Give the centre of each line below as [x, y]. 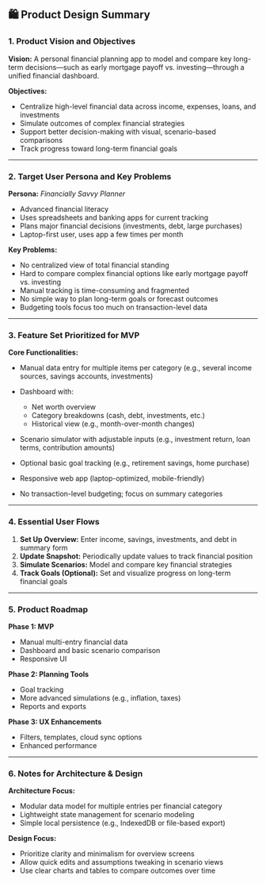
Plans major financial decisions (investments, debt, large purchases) [131, 225]
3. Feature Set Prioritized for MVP [74, 335]
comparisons [41, 140]
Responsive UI [43, 658]
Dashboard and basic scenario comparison [90, 650]
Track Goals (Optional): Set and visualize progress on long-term [125, 573]
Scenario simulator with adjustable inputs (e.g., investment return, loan [135, 440]
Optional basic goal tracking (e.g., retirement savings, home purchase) [135, 463]
